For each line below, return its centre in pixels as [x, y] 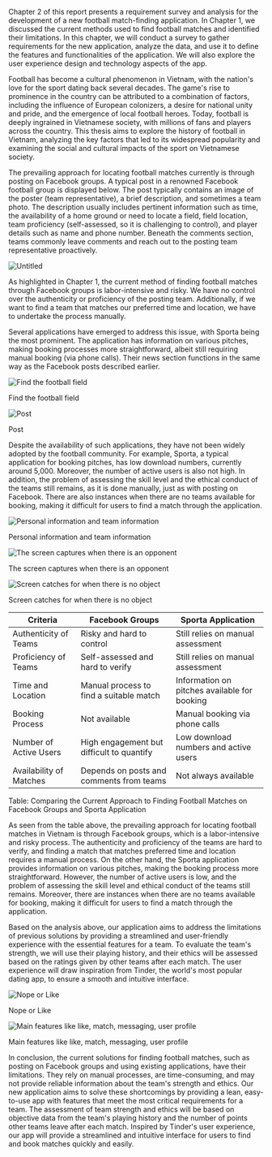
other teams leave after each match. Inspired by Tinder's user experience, [132, 1127]
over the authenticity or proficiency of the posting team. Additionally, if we [132, 299]
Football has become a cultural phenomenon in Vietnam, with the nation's [131, 79]
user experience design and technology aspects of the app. [108, 63]
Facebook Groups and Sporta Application [77, 809]
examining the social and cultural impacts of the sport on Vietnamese [124, 148]
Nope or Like [30, 1010]
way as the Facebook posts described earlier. [84, 366]
